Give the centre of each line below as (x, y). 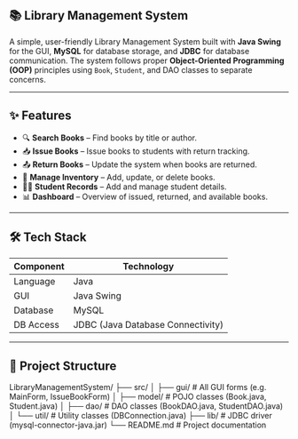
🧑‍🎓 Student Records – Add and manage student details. (125, 187)
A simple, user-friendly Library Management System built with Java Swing (145, 41)
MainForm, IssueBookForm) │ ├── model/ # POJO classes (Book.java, (138, 397)
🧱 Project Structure (63, 366)
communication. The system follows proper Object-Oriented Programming (147, 60)
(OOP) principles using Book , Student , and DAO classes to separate (131, 69)
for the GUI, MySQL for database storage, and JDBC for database (129, 51)
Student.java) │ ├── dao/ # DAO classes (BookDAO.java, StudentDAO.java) (146, 406)
